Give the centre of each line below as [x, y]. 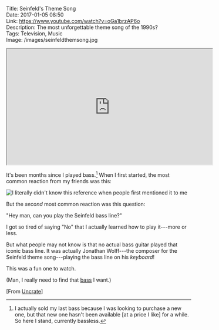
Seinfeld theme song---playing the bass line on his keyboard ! [80, 257]
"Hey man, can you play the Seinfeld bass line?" [64, 215]
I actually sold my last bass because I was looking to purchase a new [98, 308]
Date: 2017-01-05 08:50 [35, 15]
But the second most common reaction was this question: [76, 204]
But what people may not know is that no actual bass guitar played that [92, 245]
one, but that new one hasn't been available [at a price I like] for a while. [102, 314]
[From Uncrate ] [24, 291]
